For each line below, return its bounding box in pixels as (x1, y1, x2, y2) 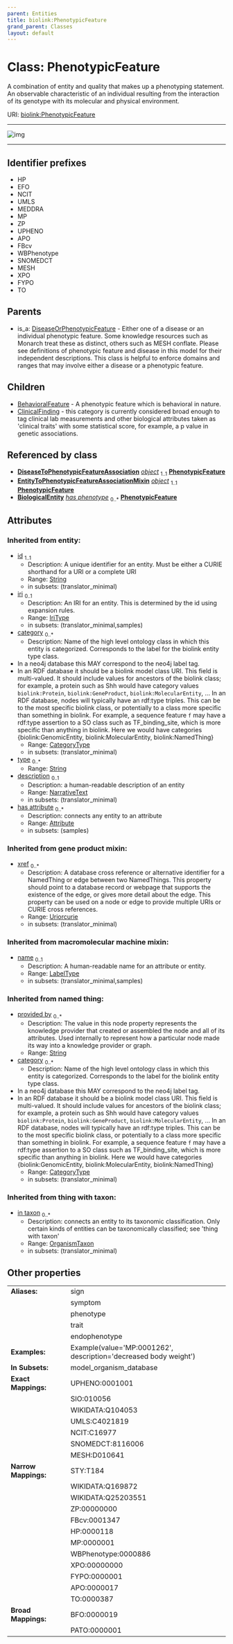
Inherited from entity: (7, 535, 81, 545)
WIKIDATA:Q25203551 (70, 1493, 147, 1503)
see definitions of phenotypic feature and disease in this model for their (17, 346, 222, 354)
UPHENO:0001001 (70, 1378, 134, 1388)
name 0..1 (17, 953, 43, 963)
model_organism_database (70, 1363, 158, 1373)
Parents (7, 306, 42, 318)
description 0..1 (17, 771, 60, 781)
